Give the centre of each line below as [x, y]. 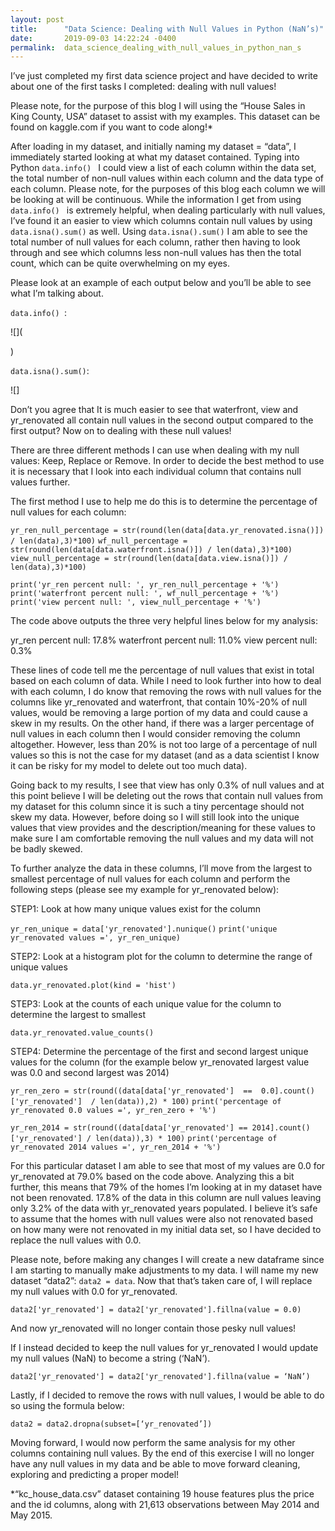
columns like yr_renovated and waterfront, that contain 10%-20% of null [159, 702]
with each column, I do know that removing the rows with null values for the [166, 692]
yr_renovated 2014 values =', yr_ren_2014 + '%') [116, 1147]
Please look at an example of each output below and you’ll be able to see [161, 283]
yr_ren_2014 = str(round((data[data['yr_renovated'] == [129, 1128]
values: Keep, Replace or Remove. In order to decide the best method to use [167, 461]
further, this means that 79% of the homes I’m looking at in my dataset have [166, 1187]
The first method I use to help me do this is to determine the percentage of [164, 502]
